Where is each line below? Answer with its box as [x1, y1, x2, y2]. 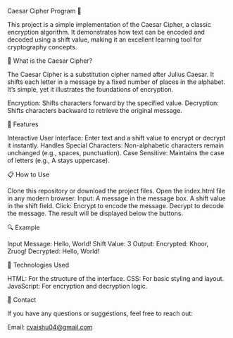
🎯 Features [7, 120, 39, 128]
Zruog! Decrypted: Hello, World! [7, 247, 100, 255]
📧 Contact [7, 296, 37, 303]
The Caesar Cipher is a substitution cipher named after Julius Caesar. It [7, 71, 215, 78]
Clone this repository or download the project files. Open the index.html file [7, 187, 225, 195]
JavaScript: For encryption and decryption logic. [7, 282, 148, 290]
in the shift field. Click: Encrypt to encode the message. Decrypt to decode [7, 202, 224, 210]
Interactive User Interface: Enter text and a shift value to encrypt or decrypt [7, 134, 226, 142]
